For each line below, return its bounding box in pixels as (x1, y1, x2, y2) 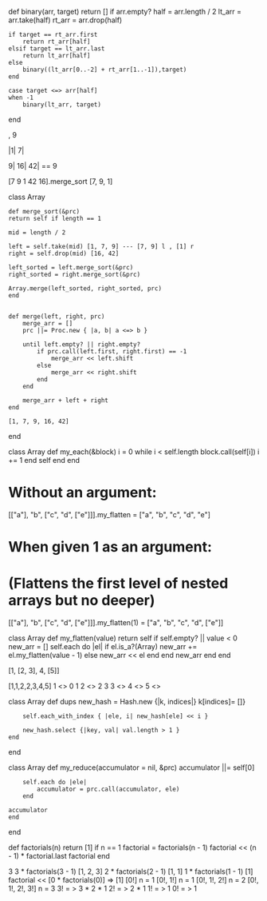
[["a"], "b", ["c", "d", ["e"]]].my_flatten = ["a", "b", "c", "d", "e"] (8, 509, 211, 519)
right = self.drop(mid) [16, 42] (8, 249, 120, 257)
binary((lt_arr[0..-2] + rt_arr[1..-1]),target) (22, 66, 187, 74)
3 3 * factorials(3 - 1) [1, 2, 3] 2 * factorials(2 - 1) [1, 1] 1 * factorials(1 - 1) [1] (8, 867, 253, 876)
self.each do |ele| (22, 779, 88, 787)
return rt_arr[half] (22, 38, 91, 46)
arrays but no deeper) (8, 592, 155, 610)
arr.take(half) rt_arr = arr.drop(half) (8, 15, 123, 25)
